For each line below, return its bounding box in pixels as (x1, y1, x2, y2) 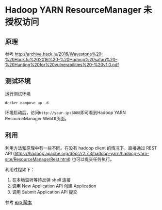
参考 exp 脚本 (5, 199, 32, 205)
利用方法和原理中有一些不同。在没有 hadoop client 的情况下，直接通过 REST (5, 145, 157, 151)
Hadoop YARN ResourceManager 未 (5, 4, 152, 16)
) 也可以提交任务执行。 (69, 156, 115, 162)
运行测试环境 (5, 91, 31, 97)
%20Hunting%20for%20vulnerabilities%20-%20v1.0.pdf (5, 62, 119, 67)
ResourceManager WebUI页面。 (5, 115, 69, 121)
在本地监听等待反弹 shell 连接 (12, 177, 71, 182)
